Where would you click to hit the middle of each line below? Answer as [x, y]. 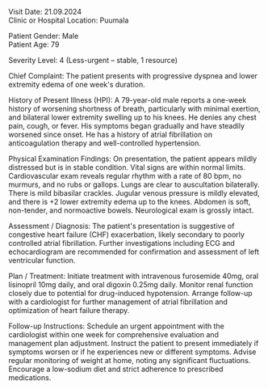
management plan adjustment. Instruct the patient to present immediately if [134, 343]
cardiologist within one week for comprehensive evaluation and [114, 334]
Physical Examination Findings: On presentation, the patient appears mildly [133, 159]
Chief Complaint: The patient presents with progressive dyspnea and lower [133, 76]
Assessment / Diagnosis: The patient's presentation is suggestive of [121, 226]
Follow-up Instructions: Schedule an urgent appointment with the [116, 326]
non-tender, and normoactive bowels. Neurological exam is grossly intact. [131, 210]
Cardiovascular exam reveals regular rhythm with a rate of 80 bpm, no [125, 176]
